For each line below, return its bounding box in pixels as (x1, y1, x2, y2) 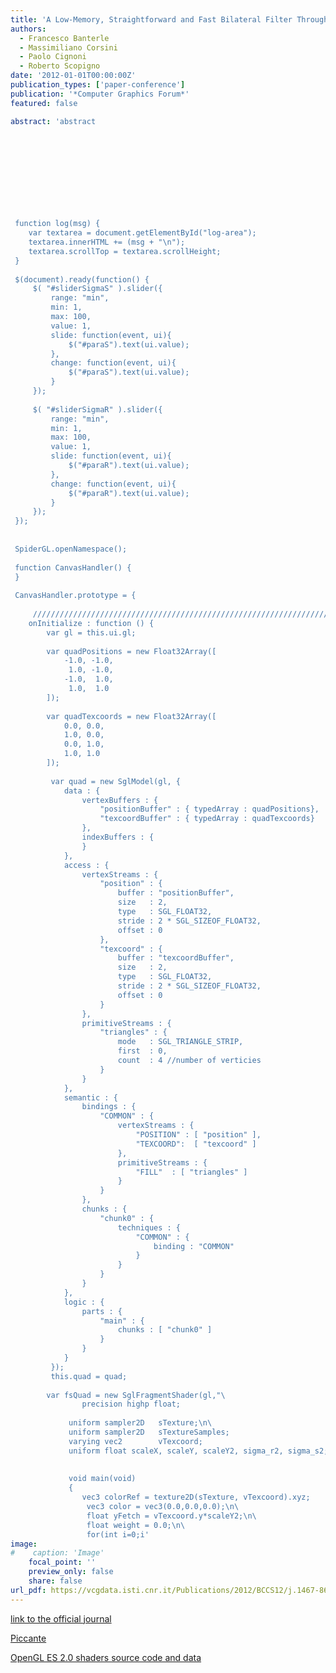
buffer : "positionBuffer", (117, 888, 235, 898)
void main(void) (68, 1474, 137, 1484)
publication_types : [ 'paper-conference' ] (10, 80, 186, 90)
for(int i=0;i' (86, 1529, 150, 1540)
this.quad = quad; (50, 1371, 128, 1381)
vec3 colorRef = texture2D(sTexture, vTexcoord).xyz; (81, 1492, 311, 1503)
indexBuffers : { (81, 832, 155, 842)
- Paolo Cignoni (19, 52, 87, 62)
